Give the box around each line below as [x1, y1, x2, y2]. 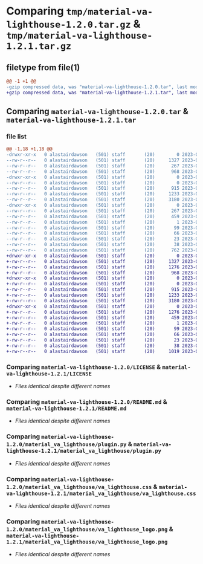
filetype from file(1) [6, 62, 80, 73]
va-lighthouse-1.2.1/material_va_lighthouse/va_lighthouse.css [6, 490, 196, 497]
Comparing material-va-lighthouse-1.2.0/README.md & [6, 397, 167, 406]
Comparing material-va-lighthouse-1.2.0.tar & [6, 106, 188, 117]
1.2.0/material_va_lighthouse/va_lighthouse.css [6, 484, 152, 490]
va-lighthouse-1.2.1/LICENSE [6, 370, 92, 377]
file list [6, 132, 27, 140]
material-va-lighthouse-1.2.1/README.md [6, 405, 127, 412]
